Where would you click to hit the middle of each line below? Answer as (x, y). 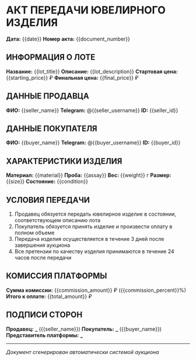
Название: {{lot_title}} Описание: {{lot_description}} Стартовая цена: (92, 71)
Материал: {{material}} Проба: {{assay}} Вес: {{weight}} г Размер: (89, 175)
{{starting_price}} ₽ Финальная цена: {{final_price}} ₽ (72, 77)
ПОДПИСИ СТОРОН (44, 315)
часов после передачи (43, 258)
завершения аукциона (42, 245)
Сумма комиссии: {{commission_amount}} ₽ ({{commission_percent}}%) (96, 290)
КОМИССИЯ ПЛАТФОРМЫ (57, 276)
